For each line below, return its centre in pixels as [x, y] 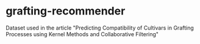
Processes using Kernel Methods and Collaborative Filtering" [82, 34]
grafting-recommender [66, 11]
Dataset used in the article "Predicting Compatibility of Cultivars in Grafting [100, 28]
